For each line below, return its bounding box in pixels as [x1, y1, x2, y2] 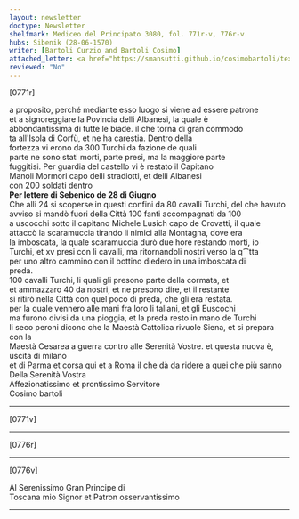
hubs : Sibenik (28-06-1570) [9, 37, 114, 47]
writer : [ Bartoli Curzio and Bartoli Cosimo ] [9, 46, 181, 55]
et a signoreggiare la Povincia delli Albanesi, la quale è [9, 113, 209, 125]
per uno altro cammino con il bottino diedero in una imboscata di [9, 255, 246, 266]
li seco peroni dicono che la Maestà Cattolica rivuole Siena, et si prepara [9, 321, 274, 332]
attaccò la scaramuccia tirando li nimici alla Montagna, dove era [9, 227, 243, 238]
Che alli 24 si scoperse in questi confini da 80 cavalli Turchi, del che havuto [9, 199, 287, 209]
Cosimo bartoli [9, 388, 63, 399]
